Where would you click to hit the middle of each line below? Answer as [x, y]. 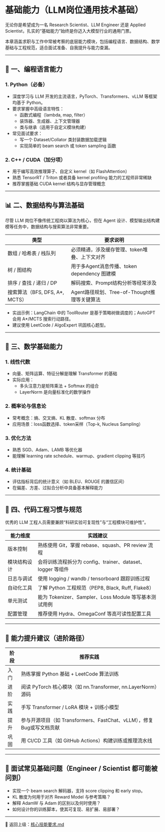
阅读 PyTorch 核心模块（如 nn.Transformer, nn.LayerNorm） [89, 687]
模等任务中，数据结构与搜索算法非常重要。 [48, 226]
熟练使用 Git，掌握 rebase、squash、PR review [92, 545]
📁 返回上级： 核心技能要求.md [35, 824]
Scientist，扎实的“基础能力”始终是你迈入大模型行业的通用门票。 [69, 31]
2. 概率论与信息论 [26, 406]
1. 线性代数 [18, 362]
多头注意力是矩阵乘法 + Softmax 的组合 [59, 386]
